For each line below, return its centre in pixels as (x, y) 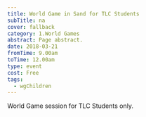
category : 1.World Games (44, 33)
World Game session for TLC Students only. (70, 106)
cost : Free (23, 73)
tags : (15, 79)
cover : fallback (31, 27)
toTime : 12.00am (31, 60)
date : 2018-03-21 (33, 47)
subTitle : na (26, 20)
